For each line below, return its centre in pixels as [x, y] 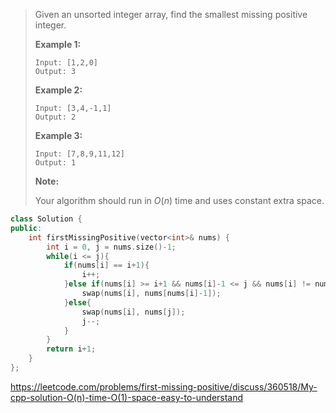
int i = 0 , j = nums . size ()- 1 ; [111, 247]
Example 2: [58, 90]
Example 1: [58, 44]
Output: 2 [55, 117]
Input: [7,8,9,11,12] [79, 154]
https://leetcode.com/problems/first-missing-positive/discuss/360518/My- [164, 386]
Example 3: [58, 135]
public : [26, 228]
